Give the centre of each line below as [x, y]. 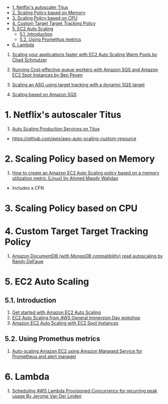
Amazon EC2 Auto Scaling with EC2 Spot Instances [65, 323]
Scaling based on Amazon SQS [44, 94]
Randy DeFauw [28, 261]
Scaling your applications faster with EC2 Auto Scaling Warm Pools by [85, 54]
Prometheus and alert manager [44, 356]
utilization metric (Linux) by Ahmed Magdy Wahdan [65, 178]
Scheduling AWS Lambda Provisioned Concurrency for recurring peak [85, 390]
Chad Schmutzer [29, 60]
